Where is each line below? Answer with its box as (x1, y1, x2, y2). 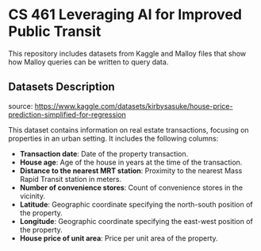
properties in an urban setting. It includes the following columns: (8, 133, 219, 143)
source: (8, 101, 33, 110)
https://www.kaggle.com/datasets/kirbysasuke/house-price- (34, 101, 233, 110)
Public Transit (8, 22, 102, 41)
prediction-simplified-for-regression (8, 110, 127, 119)
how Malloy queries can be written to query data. (8, 57, 169, 67)
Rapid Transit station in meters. (19, 174, 121, 183)
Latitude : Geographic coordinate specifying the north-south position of (19, 199, 254, 209)
